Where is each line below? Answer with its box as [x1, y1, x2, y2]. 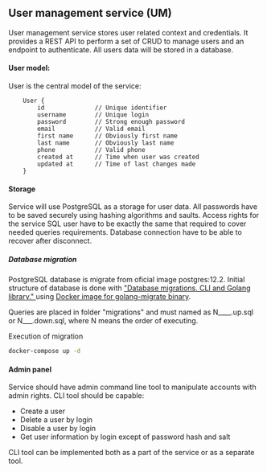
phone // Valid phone [37, 146, 146, 154]
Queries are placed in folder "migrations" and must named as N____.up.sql [8, 307, 254, 317]
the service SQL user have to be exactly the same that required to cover [8, 219, 247, 228]
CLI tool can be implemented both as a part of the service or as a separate [8, 448, 255, 458]
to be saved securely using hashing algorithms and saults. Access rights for [8, 211, 260, 220]
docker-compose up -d [8, 347, 81, 355]
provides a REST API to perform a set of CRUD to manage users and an [8, 36, 244, 46]
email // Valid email [37, 125, 146, 133]
